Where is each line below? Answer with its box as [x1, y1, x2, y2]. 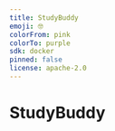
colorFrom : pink [9, 30, 71, 39]
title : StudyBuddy [9, 13, 79, 23]
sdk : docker [9, 47, 54, 56]
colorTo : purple [9, 38, 71, 48]
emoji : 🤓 [9, 22, 43, 31]
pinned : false [9, 55, 63, 64]
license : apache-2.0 [9, 64, 88, 73]
